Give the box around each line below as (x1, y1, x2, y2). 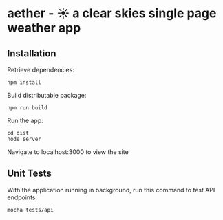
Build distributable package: (7, 91, 87, 99)
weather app (7, 20, 81, 36)
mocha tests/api (7, 206, 54, 213)
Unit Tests (7, 168, 52, 179)
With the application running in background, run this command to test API (7, 186, 215, 194)
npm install (7, 79, 41, 86)
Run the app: (7, 116, 43, 124)
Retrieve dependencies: (7, 66, 74, 74)
